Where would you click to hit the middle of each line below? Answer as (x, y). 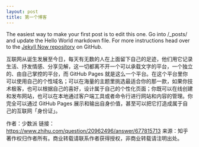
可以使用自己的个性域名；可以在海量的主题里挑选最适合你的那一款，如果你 (97, 81)
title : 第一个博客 (27, 17)
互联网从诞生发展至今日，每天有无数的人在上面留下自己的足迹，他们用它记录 (99, 59)
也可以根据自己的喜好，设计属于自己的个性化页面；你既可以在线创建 (110, 88)
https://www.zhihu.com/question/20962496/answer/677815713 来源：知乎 (97, 130)
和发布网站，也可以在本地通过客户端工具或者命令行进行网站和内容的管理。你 (99, 96)
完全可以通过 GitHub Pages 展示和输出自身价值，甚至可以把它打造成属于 (94, 103)
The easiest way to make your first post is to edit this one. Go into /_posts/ (97, 34)
